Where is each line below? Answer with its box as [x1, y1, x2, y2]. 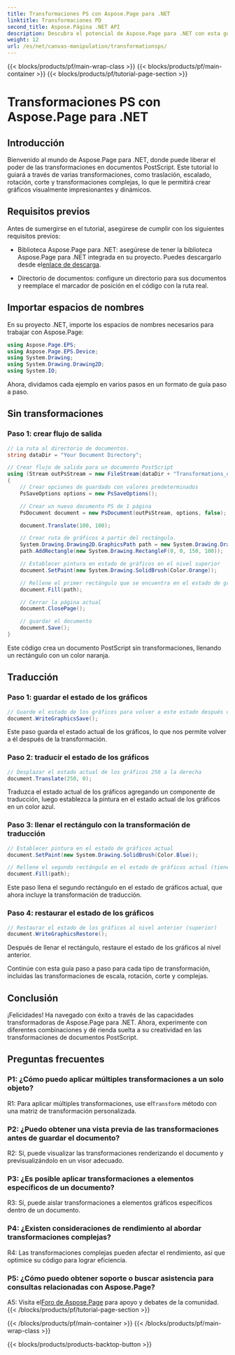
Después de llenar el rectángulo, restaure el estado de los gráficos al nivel [7, 943, 221, 952]
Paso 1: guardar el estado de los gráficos [7, 693, 148, 702]
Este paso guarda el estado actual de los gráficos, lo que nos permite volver [7, 728, 227, 736]
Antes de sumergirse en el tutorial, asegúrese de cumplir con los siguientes [7, 224, 225, 232]
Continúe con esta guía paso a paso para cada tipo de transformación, [7, 964, 211, 973]
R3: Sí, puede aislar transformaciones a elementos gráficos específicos [7, 1199, 213, 1207]
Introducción [7, 137, 65, 149]
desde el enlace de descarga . [17, 260, 101, 269]
